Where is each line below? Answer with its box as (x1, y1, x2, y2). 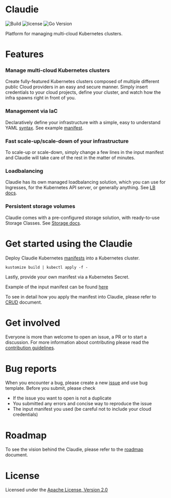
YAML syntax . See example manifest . (5, 125, 83, 131)
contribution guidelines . (5, 345, 55, 351)
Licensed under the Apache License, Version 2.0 (5, 487, 108, 493)
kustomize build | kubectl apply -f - (5, 265, 88, 270)
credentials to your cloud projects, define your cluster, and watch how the (5, 89, 161, 95)
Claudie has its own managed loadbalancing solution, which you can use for (5, 179, 166, 185)
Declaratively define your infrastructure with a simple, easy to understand (5, 119, 161, 125)
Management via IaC (5, 108, 58, 115)
